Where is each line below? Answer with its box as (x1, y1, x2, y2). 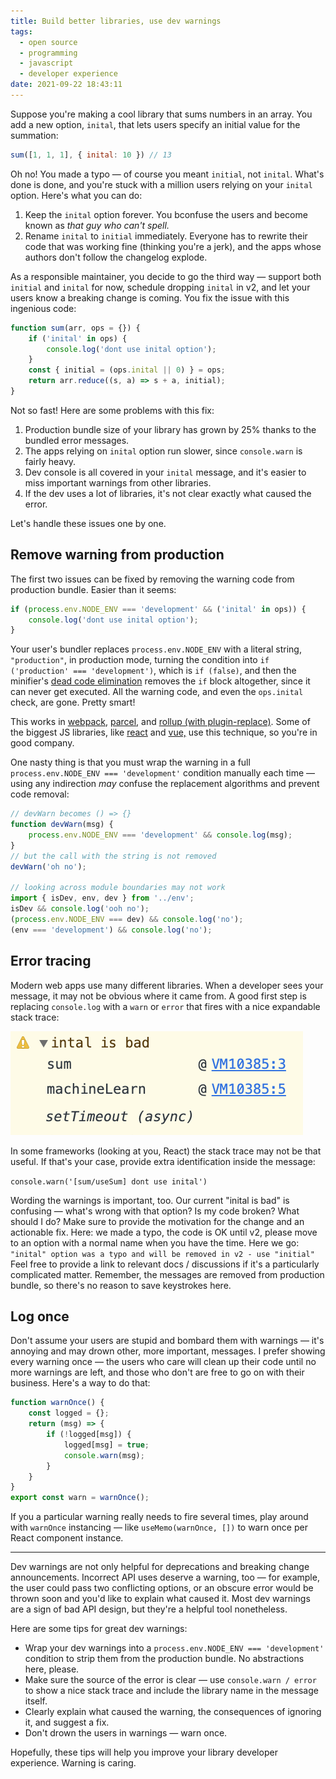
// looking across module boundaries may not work (10, 883, 226, 893)
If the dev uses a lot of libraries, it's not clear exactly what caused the (24, 487, 312, 499)
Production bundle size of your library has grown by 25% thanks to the (24, 423, 317, 435)
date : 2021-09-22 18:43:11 (10, 80, 123, 90)
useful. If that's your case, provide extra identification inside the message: (10, 1155, 316, 1167)
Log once (10, 1308, 70, 1325)
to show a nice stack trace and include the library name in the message (24, 1685, 319, 1697)
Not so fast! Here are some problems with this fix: (10, 404, 215, 416)
